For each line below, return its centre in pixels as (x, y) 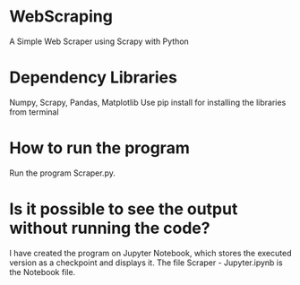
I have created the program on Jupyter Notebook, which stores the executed (150, 253)
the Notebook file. (43, 272)
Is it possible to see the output (124, 209)
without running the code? (110, 228)
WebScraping (61, 17)
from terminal (34, 112)
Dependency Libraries (93, 78)
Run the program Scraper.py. (63, 173)
